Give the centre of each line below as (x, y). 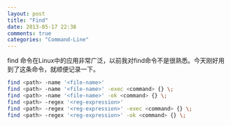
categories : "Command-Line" (48, 40)
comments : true (29, 33)
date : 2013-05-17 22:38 (42, 27)
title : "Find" (28, 20)
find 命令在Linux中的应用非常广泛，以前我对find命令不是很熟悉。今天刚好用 (116, 61)
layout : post (26, 14)
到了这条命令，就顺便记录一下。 (53, 69)
